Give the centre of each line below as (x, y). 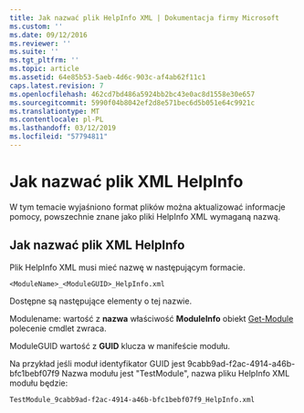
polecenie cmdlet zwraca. (58, 328)
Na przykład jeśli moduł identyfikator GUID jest (97, 363)
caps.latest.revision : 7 (57, 86)
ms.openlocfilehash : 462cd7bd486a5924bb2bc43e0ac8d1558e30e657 (132, 94)
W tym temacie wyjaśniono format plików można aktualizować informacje (147, 207)
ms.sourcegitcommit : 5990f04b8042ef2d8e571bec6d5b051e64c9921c (132, 103)
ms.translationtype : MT (55, 111)
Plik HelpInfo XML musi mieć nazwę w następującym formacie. (128, 267)
